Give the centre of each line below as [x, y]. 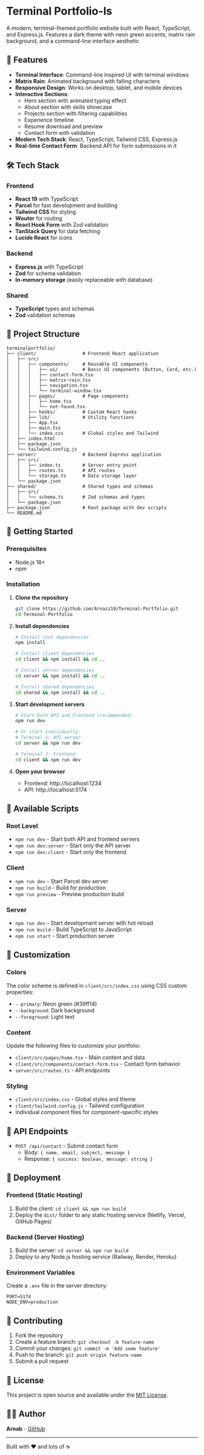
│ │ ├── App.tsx [32, 423]
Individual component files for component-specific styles [87, 1112]
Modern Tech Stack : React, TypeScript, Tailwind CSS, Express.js [96, 139]
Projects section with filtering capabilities [76, 113]
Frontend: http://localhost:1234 [63, 783]
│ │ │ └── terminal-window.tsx [54, 391]
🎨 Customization [38, 955]
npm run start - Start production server [65, 936]
